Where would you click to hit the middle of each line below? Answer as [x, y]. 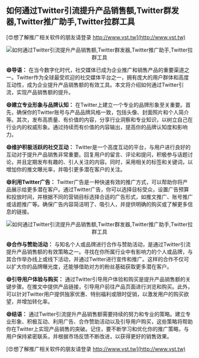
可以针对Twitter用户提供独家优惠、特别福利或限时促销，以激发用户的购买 [95, 294]
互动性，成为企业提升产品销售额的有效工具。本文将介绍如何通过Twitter [92, 84]
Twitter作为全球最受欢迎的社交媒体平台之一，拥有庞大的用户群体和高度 [103, 77]
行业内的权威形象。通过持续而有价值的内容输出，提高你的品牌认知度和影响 [97, 127]
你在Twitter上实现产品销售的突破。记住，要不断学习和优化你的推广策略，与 [98, 329]
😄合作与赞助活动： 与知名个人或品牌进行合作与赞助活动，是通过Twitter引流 [99, 244]
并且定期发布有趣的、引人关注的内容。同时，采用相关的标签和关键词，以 [105, 161]
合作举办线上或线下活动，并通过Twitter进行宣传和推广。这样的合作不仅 [97, 259]
